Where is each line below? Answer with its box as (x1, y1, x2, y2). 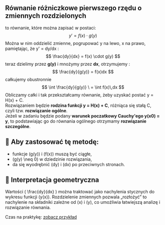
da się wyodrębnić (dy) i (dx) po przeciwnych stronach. (12, 161, 125, 167)
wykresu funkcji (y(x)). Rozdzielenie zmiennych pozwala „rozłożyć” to (5, 194, 147, 200)
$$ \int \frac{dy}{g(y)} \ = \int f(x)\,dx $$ (41, 84, 124, 90)
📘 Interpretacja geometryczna (5, 176, 99, 184)
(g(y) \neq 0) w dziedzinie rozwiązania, (12, 156, 92, 162)
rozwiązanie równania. (5, 205, 51, 211)
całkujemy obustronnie (5, 76, 52, 82)
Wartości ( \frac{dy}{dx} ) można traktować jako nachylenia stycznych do (5, 189, 155, 195)
